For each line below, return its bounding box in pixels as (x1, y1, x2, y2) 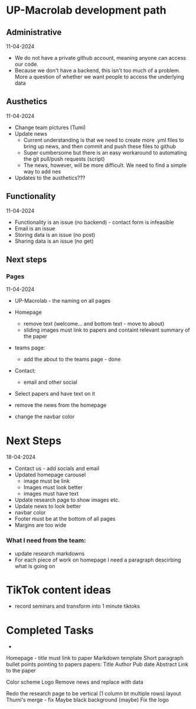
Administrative (6, 27, 62, 37)
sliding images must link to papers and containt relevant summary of (23, 326, 190, 333)
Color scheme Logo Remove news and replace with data (6, 679, 143, 686)
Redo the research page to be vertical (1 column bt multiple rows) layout (6, 690, 181, 697)
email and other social (23, 378, 78, 386)
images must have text (23, 490, 79, 498)
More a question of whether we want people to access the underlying (14, 73, 184, 80)
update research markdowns (14, 550, 85, 557)
